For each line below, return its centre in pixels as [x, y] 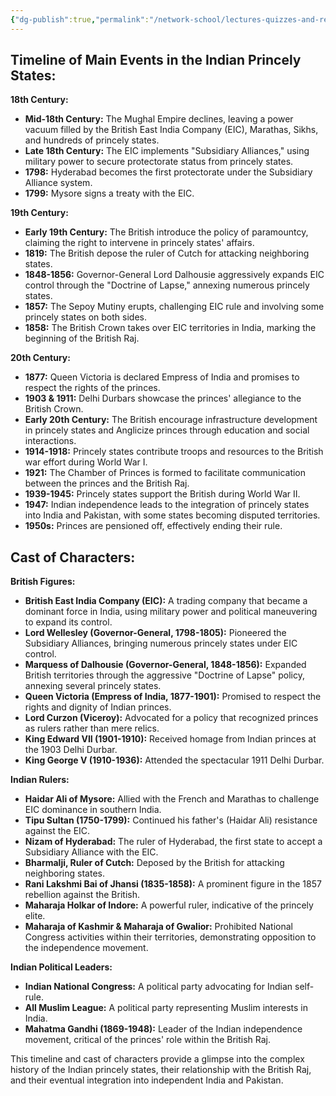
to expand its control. [68, 622]
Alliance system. [58, 183]
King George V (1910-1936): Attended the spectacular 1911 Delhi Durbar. [174, 760]
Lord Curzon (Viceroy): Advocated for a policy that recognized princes [171, 718]
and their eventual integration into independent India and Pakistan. [147, 1080]
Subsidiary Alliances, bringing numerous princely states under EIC [161, 643]
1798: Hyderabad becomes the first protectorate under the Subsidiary [168, 172]
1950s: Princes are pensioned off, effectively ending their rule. [153, 526]
